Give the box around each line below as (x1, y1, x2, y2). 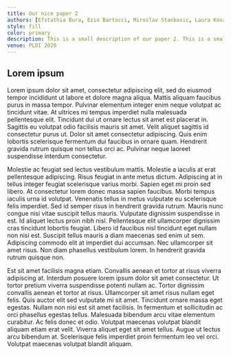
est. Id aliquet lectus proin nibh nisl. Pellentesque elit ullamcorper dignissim (7, 216, 221, 225)
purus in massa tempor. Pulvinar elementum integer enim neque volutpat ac (7, 101, 221, 109)
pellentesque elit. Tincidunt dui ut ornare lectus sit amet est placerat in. (7, 115, 208, 123)
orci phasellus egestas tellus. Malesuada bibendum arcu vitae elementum (7, 310, 215, 318)
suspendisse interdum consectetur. (7, 152, 107, 160)
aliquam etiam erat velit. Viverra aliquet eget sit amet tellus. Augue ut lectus (7, 325, 221, 333)
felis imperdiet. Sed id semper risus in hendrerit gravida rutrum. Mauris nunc (7, 201, 223, 210)
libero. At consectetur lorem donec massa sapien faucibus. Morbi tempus (7, 187, 215, 195)
